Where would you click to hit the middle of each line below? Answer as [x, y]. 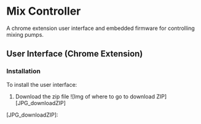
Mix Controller [44, 11]
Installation [24, 71]
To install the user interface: [42, 84]
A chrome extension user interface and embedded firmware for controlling [100, 28]
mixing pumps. [25, 34]
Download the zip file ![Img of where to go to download [85, 97]
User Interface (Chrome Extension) [75, 54]
